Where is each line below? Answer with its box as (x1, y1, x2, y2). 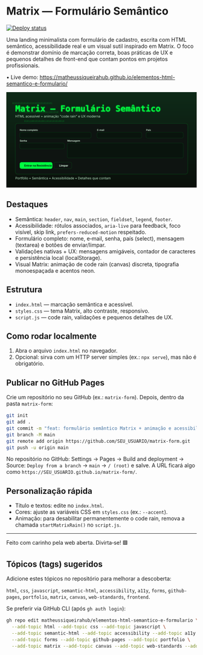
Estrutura (6, 285, 43, 295)
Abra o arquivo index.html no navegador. (14, 347, 118, 354)
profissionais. (6, 62, 40, 69)
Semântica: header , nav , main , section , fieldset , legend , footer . (14, 215, 173, 222)
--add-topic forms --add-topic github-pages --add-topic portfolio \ (11, 636, 190, 643)
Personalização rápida (6, 486, 92, 496)
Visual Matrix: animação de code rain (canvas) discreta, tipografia (14, 261, 179, 268)
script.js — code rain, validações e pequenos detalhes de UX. (14, 313, 173, 321)
